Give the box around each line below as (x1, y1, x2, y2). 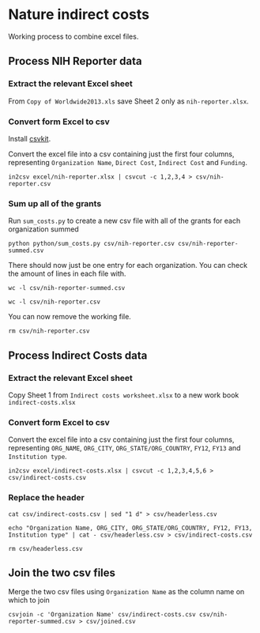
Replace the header (8, 492, 85, 503)
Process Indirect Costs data (8, 349, 148, 362)
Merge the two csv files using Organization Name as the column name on (8, 587, 245, 597)
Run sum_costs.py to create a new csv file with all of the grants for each (8, 216, 241, 226)
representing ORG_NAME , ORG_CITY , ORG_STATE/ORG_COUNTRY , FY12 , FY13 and (8, 443, 241, 453)
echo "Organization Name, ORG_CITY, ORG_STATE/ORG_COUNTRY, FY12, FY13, (8, 524, 253, 532)
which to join (8, 595, 50, 605)
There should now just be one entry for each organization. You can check (8, 261, 247, 270)
